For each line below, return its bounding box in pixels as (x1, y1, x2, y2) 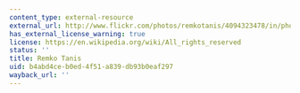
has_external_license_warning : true (9, 29, 146, 38)
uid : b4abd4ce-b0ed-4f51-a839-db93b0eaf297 (9, 63, 174, 72)
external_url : (9, 21, 62, 30)
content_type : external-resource (9, 12, 134, 22)
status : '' (9, 46, 50, 55)
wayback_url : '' (9, 71, 70, 80)
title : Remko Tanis (9, 54, 82, 63)
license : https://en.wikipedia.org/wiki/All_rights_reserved (9, 37, 242, 47)
